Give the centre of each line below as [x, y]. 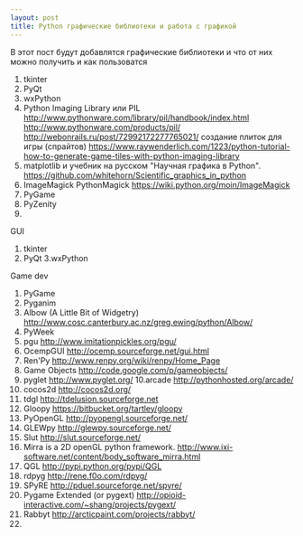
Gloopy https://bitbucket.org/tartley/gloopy [103, 409]
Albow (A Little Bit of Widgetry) [81, 312]
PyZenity [40, 203]
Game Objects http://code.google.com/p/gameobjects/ [125, 370]
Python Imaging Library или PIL [82, 108]
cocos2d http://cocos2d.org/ [77, 389]
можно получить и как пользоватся [79, 61]
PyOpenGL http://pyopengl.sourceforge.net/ [106, 418]
